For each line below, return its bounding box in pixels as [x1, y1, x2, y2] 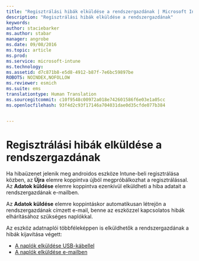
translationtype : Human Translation [6, 91, 97, 97]
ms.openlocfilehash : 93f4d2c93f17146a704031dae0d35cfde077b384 [6, 102, 166, 108]
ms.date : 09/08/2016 [6, 42, 57, 48]
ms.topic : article [6, 47, 52, 53]
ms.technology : [6, 63, 44, 70]
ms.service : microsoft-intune [6, 58, 81, 64]
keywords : [6, 20, 31, 25]
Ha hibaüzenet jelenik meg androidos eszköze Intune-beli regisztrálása [6, 170, 179, 178]
